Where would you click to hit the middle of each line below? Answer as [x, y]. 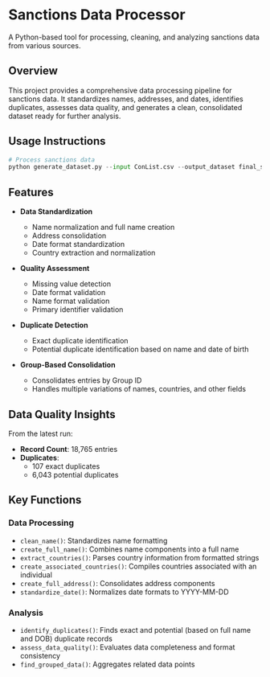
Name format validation [71, 301]
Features [31, 192]
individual [36, 574]
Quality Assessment [55, 269]
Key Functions [45, 500]
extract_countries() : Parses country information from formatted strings [139, 557]
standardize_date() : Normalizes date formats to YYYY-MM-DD [124, 592]
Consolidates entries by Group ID [87, 380]
